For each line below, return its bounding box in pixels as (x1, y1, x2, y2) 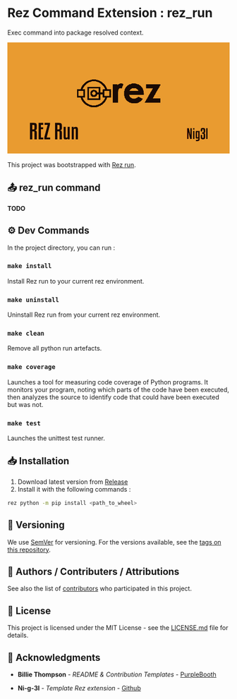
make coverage (7, 363, 56, 371)
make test (7, 419, 41, 427)
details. (7, 631, 29, 640)
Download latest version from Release (17, 478, 128, 486)
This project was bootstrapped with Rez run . (7, 160, 136, 169)
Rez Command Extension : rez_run (7, 5, 213, 21)
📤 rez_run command (7, 182, 101, 194)
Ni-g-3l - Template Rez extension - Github (17, 683, 141, 692)
